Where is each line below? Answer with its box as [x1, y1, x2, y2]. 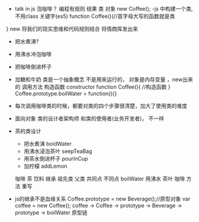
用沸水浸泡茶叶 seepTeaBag [23, 148, 92, 155]
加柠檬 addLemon [23, 162, 67, 170]
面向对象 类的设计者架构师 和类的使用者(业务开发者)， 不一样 [14, 115, 164, 122]
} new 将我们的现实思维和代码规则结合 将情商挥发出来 [6, 26, 138, 32]
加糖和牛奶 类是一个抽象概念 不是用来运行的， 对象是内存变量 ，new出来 [14, 76, 194, 83]
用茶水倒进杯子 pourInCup [23, 155, 88, 162]
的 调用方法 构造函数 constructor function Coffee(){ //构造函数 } [14, 83, 171, 90]
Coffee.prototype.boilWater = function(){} [14, 90, 117, 97]
